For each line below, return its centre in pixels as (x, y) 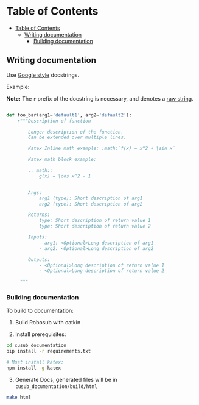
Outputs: (39, 260)
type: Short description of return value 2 (95, 226)
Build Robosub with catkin (48, 323)
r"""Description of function (54, 121)
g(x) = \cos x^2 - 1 (65, 176)
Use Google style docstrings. (43, 75)
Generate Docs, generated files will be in (66, 379)
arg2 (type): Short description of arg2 (91, 204)
